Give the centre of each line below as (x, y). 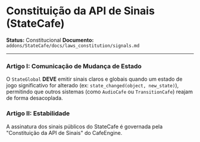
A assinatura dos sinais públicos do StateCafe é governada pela (85, 127)
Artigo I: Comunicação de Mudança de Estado (74, 66)
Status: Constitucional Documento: (50, 40)
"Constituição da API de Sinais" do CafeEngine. (64, 132)
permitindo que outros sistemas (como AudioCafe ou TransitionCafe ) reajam (100, 92)
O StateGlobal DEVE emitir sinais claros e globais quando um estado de (94, 79)
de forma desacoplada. (35, 98)
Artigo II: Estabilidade (38, 113)
